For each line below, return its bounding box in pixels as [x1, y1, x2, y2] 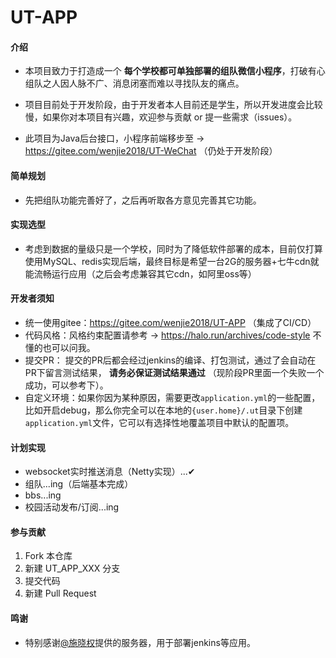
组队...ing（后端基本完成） [24, 478, 134, 490]
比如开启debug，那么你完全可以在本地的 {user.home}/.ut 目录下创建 [24, 404, 303, 416]
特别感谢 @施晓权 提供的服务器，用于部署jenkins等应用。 [24, 636, 256, 648]
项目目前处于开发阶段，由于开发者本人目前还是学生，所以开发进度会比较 [24, 99, 323, 111]
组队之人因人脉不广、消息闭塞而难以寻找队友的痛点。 [24, 77, 245, 90]
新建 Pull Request [24, 587, 97, 600]
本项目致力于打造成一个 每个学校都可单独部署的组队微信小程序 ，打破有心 [24, 65, 326, 77]
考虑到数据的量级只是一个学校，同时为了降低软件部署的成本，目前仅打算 [24, 242, 323, 255]
